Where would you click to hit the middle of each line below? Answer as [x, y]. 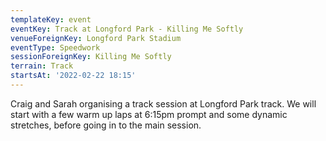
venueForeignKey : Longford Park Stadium [96, 38]
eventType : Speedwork [55, 47]
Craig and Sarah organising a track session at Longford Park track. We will [163, 103]
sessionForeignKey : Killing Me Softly [91, 57]
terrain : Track [42, 66]
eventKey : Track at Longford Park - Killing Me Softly [127, 29]
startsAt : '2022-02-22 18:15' [73, 76]
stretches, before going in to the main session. [106, 125]
